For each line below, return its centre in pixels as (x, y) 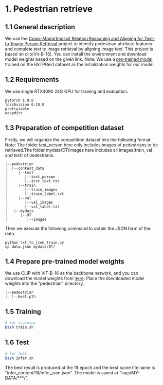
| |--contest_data (25, 168)
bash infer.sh (19, 358)
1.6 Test (17, 342)
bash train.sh (19, 327)
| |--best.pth (20, 297)
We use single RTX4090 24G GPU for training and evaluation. (67, 91)
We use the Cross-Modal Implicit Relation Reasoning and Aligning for (74, 38)
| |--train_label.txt (35, 194)
